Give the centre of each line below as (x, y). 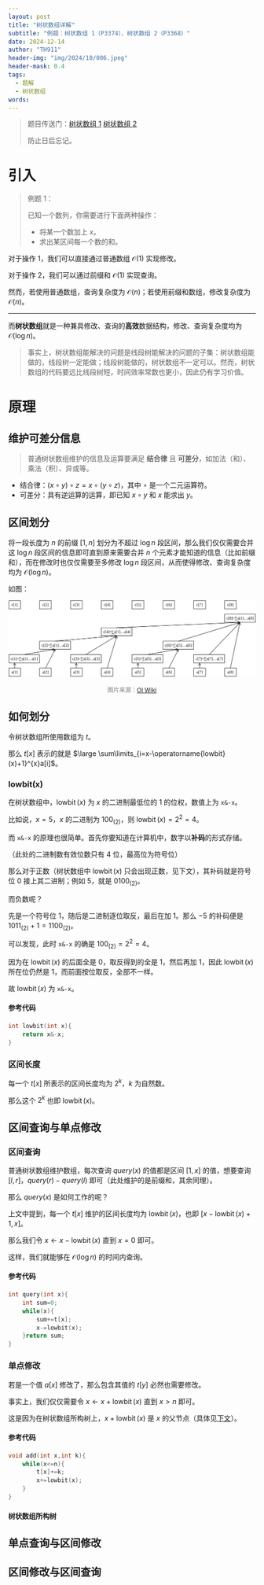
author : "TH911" (35, 50)
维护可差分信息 (44, 438)
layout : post (29, 17)
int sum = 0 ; (40, 1303)
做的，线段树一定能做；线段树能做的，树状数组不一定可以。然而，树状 (141, 363)
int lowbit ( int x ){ (40, 1026)
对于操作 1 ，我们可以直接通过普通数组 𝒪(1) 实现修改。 (94, 259)
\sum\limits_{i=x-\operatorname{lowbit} (162, 753)
